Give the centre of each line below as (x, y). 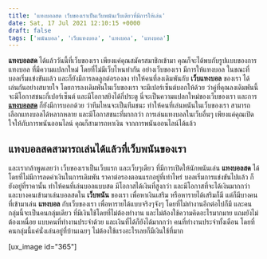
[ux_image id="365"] (43, 247)
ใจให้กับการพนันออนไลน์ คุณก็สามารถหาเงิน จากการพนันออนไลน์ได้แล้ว (102, 124)
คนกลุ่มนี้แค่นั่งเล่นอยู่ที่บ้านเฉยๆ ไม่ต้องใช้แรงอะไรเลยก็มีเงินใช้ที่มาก (96, 231)
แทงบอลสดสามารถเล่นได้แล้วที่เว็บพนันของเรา (97, 149)
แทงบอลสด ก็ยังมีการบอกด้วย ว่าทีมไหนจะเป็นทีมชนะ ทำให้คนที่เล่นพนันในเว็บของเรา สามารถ (130, 105)
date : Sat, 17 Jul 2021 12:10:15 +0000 (75, 23)
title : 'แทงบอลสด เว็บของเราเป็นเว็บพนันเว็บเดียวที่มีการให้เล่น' (87, 16)
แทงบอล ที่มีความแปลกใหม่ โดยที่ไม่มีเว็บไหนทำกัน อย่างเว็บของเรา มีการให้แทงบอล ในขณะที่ (129, 69)
